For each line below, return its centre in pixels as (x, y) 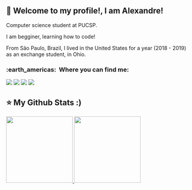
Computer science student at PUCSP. (52, 25)
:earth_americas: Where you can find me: (68, 70)
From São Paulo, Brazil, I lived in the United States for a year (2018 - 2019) (96, 48)
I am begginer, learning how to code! (51, 37)
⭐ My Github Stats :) (44, 102)
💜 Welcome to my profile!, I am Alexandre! (85, 11)
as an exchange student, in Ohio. (46, 54)
